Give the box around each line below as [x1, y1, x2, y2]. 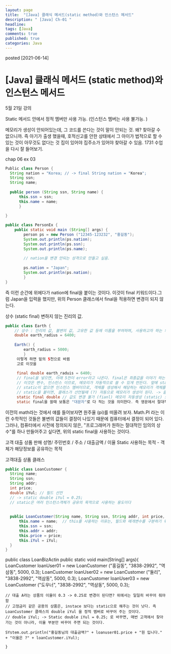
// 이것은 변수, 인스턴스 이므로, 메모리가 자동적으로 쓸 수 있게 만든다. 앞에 [16, 380, 158, 386]
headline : [5, 21, 26, 27]
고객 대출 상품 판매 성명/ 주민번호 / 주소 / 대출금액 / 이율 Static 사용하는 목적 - [5, 439, 159, 445]
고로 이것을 [16, 361, 37, 366]
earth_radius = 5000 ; [23, 347, 70, 353]
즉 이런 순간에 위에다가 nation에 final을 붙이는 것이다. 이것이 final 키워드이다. [5, 289, 158, 295]
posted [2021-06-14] [5, 55, 49, 61]
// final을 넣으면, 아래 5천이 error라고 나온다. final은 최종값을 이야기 [16, 376, 156, 381]
